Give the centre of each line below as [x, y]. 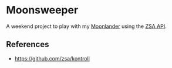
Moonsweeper [42, 10]
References [28, 44]
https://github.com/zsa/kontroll [52, 58]
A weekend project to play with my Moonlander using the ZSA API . [87, 26]
